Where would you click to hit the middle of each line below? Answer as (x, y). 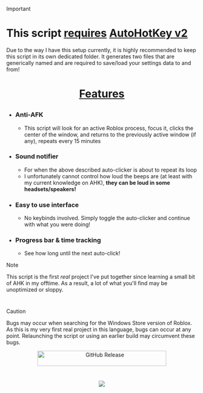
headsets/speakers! (50, 189)
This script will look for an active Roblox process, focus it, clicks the (109, 128)
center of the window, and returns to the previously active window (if (110, 134)
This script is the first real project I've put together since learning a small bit (101, 277)
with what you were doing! (57, 224)
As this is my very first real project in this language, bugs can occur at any (99, 329)
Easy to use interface (47, 204)
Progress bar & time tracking (58, 240)
